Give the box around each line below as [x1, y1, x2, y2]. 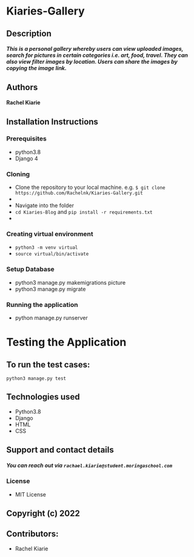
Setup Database [6, 265, 55, 274]
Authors [6, 82, 38, 92]
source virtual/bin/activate [15, 251, 89, 257]
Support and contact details [6, 445, 114, 455]
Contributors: [6, 529, 59, 539]
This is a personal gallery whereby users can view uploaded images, [6, 45, 184, 53]
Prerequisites [6, 134, 47, 143]
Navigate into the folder [15, 202, 75, 209]
